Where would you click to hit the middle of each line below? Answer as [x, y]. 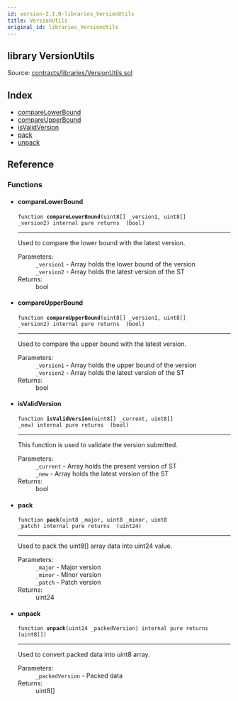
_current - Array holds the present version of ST [106, 466]
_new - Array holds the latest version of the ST [102, 473]
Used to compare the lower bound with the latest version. [101, 242]
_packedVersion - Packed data [79, 676]
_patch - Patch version [68, 583]
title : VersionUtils [38, 21]
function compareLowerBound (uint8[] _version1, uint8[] [102, 217]
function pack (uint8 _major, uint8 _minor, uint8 [92, 520]
